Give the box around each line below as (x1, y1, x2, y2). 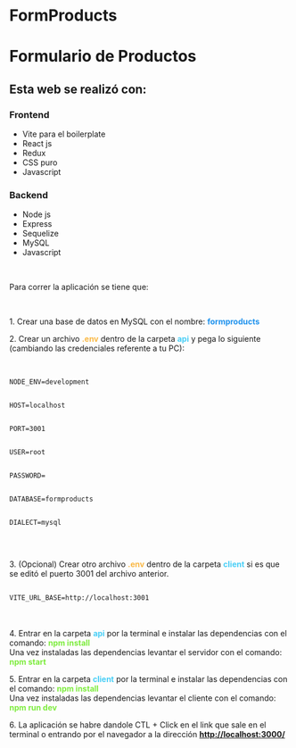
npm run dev (9, 702, 58, 713)
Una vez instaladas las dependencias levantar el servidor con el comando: (9, 647, 283, 658)
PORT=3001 (9, 425, 46, 434)
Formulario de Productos (9, 46, 197, 67)
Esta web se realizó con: (9, 81, 147, 96)
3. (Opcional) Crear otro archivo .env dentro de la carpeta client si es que (9, 559, 281, 569)
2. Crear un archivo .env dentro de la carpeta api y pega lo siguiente (9, 334, 261, 345)
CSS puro (21, 157, 58, 168)
